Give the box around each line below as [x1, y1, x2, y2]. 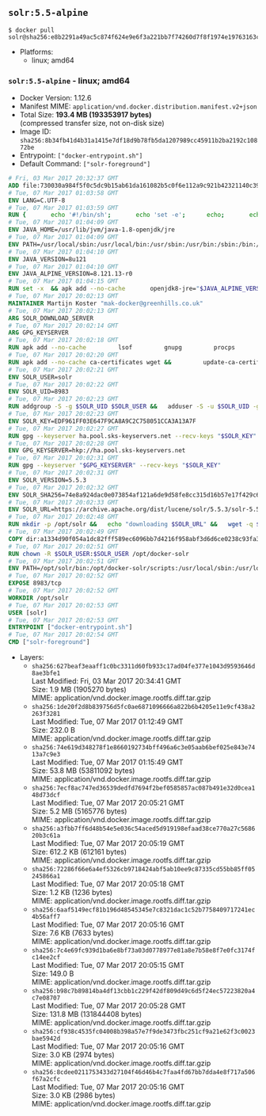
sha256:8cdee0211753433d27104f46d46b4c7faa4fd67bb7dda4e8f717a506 [31, 1068, 256, 1076]
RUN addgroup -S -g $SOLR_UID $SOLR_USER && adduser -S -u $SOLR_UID [8, 402, 250, 411]
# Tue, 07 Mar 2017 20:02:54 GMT [8, 630, 119, 639]
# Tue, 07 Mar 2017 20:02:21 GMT [8, 365, 119, 374]
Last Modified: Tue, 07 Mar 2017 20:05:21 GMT [31, 798, 184, 808]
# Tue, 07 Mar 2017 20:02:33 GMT [8, 498, 119, 506]
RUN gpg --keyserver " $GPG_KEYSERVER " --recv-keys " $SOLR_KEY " [8, 462, 222, 470]
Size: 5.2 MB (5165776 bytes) [31, 806, 127, 816]
